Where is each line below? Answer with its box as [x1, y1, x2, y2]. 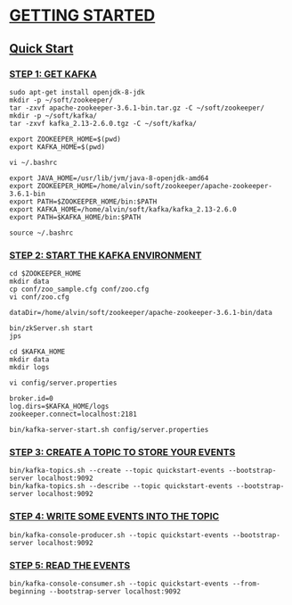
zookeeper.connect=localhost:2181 [9, 410, 138, 419]
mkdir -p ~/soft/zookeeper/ [9, 95, 114, 104]
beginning [9, 587, 46, 596]
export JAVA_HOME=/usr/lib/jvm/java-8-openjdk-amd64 [9, 173, 209, 183]
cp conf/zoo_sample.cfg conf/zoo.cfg [9, 285, 150, 294]
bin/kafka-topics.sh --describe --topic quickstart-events [9, 482, 233, 491]
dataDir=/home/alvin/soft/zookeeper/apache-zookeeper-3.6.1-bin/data [9, 309, 273, 318]
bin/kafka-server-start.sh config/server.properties [9, 426, 209, 435]
